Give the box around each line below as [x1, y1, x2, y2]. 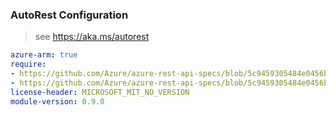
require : [10, 59, 47, 70]
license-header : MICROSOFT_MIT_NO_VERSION [10, 87, 190, 97]
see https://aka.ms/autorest [34, 31, 150, 43]
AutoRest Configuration [10, 8, 129, 22]
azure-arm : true [10, 50, 78, 60]
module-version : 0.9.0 [10, 96, 105, 107]
